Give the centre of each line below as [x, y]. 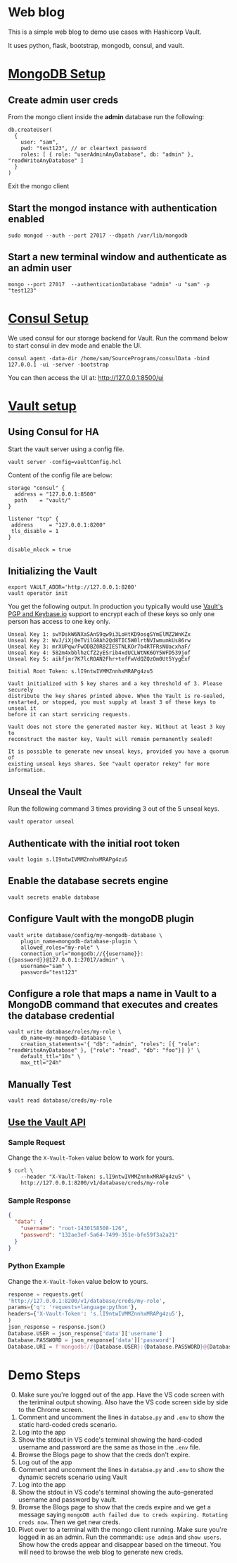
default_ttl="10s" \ [51, 1057]
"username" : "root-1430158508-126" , [75, 1228]
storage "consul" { [37, 488]
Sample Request [37, 1142]
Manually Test [40, 1084]
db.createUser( [30, 130]
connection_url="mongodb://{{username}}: [82, 954]
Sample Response [39, 1201]
